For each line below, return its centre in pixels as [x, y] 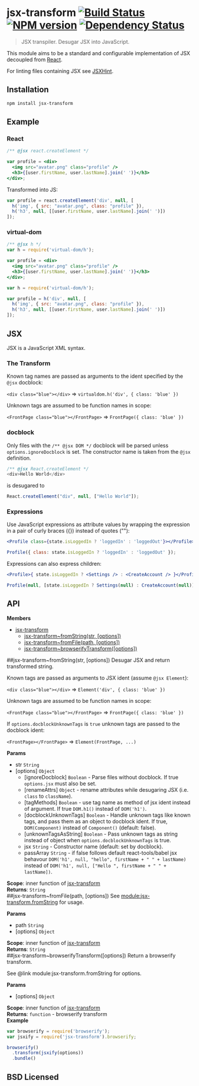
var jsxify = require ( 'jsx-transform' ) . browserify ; [71, 1037]
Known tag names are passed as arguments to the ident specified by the [95, 376]
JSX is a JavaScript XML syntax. [46, 348]
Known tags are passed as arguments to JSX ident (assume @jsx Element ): [97, 678]
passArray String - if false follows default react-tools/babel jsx [101, 853]
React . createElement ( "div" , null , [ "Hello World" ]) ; [73, 496]
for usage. [72, 902]
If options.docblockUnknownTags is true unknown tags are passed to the [93, 724]
